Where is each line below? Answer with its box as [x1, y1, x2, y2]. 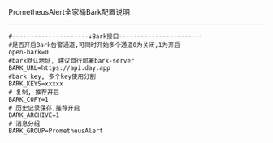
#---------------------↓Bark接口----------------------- [8, 32, 203, 41]
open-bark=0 [8, 48, 49, 56]
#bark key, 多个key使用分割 [8, 72, 96, 80]
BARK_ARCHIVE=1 [8, 111, 60, 119]
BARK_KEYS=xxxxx [8, 80, 63, 88]
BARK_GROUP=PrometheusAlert [8, 127, 104, 135]
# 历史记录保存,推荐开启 [8, 104, 80, 112]
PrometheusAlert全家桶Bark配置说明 [8, 7, 130, 16]
